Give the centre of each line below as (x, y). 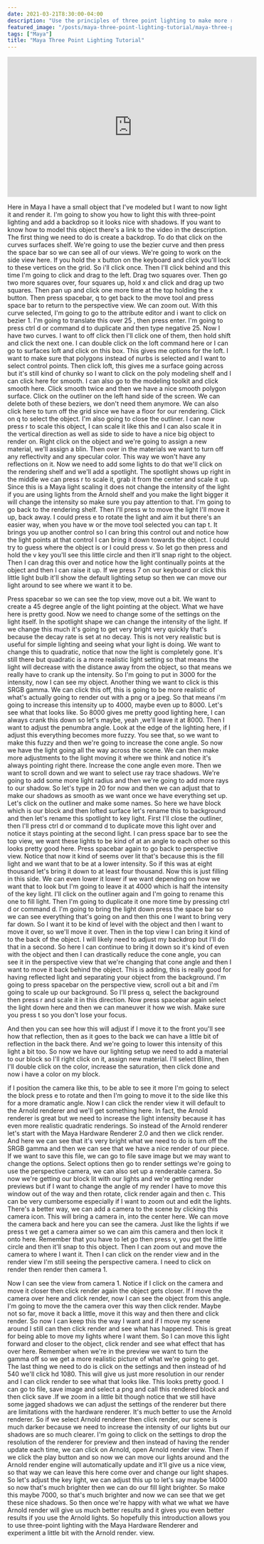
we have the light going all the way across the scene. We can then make (113, 750)
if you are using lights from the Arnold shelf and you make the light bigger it (118, 495)
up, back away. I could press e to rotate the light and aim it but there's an (114, 518)
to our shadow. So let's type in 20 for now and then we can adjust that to (114, 788)
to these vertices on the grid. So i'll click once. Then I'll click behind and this (119, 268)
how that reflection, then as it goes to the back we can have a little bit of (113, 1036)
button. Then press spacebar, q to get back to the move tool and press (111, 298)
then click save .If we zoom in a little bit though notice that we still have (111, 1397)
